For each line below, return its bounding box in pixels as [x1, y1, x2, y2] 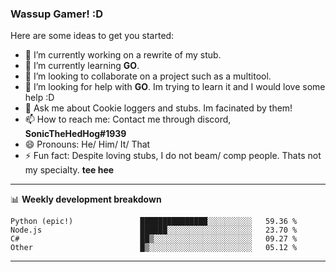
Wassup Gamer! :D [10, 7, 104, 21]
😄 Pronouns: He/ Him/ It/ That [24, 138, 151, 151]
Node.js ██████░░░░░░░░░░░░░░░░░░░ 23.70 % [10, 225, 298, 236]
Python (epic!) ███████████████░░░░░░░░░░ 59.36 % [10, 217, 298, 227]
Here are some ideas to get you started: [10, 30, 175, 42]
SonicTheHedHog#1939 [24, 128, 127, 140]
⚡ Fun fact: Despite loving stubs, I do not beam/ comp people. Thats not [24, 150, 322, 162]
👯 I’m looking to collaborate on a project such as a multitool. [24, 70, 272, 82]
